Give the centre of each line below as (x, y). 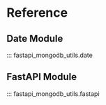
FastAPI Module (42, 77)
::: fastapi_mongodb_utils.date (50, 55)
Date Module (35, 39)
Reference (37, 13)
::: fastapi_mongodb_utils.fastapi (53, 94)
